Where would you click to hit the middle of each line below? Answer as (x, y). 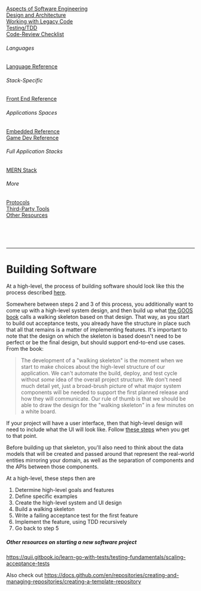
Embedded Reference (33, 131)
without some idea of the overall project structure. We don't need (101, 379)
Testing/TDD (22, 28)
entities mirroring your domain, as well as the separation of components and (100, 460)
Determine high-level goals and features (65, 489)
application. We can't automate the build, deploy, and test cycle (99, 373)
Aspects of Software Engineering (47, 9)
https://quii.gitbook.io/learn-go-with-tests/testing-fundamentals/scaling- (96, 557)
